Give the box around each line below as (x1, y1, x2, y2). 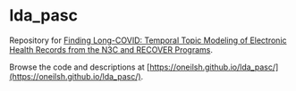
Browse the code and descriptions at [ (9, 62, 150, 72)
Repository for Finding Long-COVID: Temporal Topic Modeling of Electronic (9, 35, 288, 45)
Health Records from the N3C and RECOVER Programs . (9, 44, 213, 54)
